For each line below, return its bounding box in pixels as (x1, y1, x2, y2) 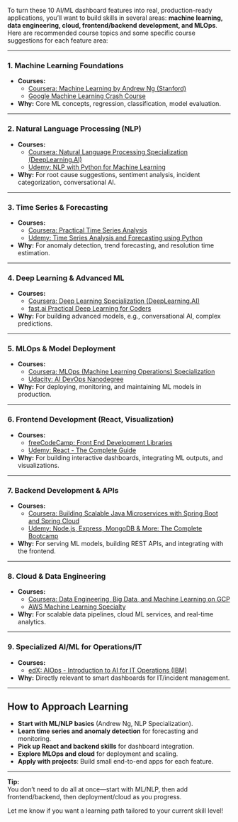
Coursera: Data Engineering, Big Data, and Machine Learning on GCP (28, 595, 230, 604)
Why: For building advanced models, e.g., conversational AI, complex (17, 312, 221, 321)
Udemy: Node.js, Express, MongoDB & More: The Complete (28, 524, 203, 533)
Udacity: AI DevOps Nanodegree (28, 375, 124, 383)
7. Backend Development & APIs (7, 485, 119, 495)
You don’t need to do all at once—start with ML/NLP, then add (7, 785, 188, 794)
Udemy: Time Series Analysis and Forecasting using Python (28, 233, 203, 242)
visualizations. (17, 461, 60, 469)
